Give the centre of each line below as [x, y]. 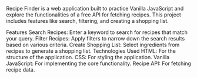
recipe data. [21, 69]
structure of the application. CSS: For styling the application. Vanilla [88, 57]
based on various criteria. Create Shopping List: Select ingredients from [93, 45]
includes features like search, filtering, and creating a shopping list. [87, 21]
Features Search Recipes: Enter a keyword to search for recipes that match [97, 32]
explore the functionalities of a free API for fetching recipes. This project [94, 15]
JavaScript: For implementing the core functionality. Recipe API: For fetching [98, 63]
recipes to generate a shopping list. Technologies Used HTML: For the [91, 51]
